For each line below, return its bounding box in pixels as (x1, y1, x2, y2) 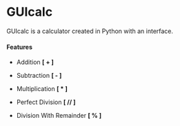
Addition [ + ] (16, 58, 54, 66)
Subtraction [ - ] (16, 72, 62, 80)
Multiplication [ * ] (16, 85, 68, 93)
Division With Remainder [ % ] (16, 112, 102, 120)
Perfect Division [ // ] (16, 98, 76, 107)
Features (6, 43, 32, 51)
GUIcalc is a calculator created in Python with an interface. (6, 27, 174, 35)
